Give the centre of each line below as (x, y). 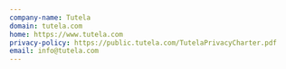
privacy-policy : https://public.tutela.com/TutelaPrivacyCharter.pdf (143, 43)
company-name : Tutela (50, 17)
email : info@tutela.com (54, 51)
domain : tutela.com (46, 26)
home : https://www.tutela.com (67, 34)
